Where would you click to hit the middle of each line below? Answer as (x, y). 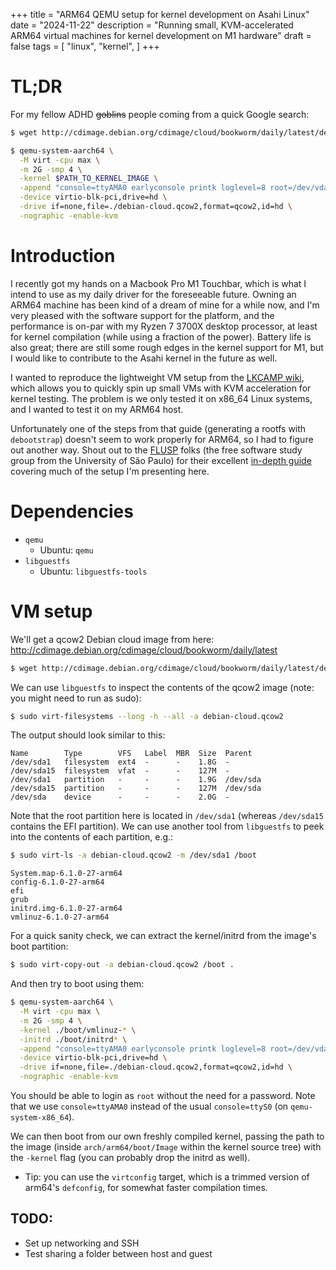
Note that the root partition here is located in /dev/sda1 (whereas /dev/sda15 (167, 816)
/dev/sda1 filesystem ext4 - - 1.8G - (120, 762)
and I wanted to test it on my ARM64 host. (97, 409)
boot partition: (39, 946)
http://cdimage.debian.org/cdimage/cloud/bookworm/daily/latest (144, 650)
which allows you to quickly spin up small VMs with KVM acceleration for (161, 388)
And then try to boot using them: (77, 984)
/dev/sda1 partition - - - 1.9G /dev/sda (136, 780)
